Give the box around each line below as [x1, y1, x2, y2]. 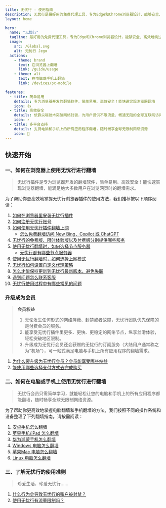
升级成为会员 [5, 294, 36, 301]
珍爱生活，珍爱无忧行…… [17, 481, 68, 487]
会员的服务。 [38, 323, 64, 329]
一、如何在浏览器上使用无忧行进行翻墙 [5, 167, 96, 173]
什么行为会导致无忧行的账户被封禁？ [12, 491, 86, 497]
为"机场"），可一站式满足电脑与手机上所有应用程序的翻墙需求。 [24, 348, 152, 354]
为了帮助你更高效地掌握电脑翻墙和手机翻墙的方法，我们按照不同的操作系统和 [5, 407, 161, 413]
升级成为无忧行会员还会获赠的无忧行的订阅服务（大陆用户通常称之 [24, 341, 159, 347]
